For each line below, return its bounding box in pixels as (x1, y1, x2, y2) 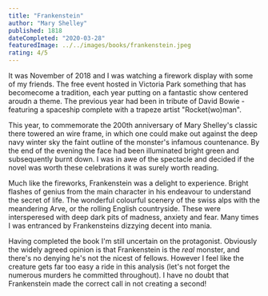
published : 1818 (8, 26, 62, 34)
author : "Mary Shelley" (8, 19, 88, 27)
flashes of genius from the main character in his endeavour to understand (8, 187, 251, 196)
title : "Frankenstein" (8, 11, 84, 20)
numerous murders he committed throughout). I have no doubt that (8, 270, 230, 280)
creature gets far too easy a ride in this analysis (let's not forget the (8, 262, 230, 271)
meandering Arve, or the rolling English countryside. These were (8, 204, 222, 213)
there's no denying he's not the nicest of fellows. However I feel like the (8, 254, 244, 262)
